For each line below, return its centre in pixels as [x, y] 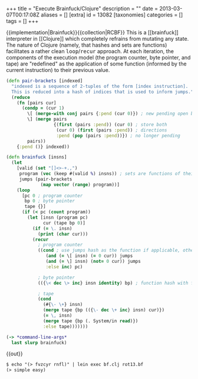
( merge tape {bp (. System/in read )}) [91, 321]
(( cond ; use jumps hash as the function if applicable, [109, 251]
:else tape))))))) [66, 327]
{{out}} [14, 354]
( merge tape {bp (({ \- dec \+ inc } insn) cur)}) [104, 310]
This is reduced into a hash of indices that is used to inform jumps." [103, 92]
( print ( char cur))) [63, 234]
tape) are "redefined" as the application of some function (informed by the [96, 64]
